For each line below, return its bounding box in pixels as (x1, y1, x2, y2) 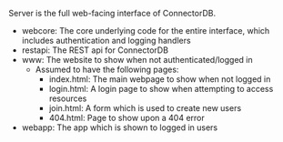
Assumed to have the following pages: (35, 64, 179, 75)
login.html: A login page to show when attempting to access (48, 84, 274, 94)
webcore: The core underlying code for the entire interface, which (21, 25, 270, 35)
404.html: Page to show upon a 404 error (48, 113, 206, 123)
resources (48, 93, 87, 104)
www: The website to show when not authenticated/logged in (21, 55, 253, 65)
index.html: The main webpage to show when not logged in (48, 74, 271, 85)
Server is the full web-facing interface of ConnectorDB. (8, 8, 216, 18)
